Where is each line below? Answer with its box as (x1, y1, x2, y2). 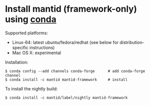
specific (12, 44, 28, 50)
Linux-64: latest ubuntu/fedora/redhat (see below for (12, 39, 119, 45)
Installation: (5, 59, 28, 65)
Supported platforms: (5, 30, 48, 36)
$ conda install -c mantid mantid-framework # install (5, 77, 128, 82)
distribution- (119, 39, 145, 45)
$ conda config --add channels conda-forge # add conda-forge (5, 68, 146, 74)
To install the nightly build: (5, 85, 58, 91)
